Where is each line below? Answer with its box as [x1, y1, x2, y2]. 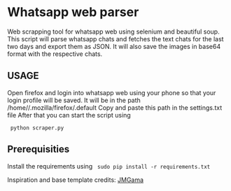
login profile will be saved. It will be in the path [7, 96, 141, 104]
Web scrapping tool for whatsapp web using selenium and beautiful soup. [7, 27, 220, 36]
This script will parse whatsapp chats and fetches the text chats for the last [7, 34, 224, 43]
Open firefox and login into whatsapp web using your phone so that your [7, 88, 216, 97]
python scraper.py [10, 124, 64, 132]
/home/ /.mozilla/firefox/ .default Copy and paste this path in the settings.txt [7, 103, 223, 112]
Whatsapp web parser [7, 4, 139, 20]
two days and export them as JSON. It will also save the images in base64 [7, 42, 221, 50]
